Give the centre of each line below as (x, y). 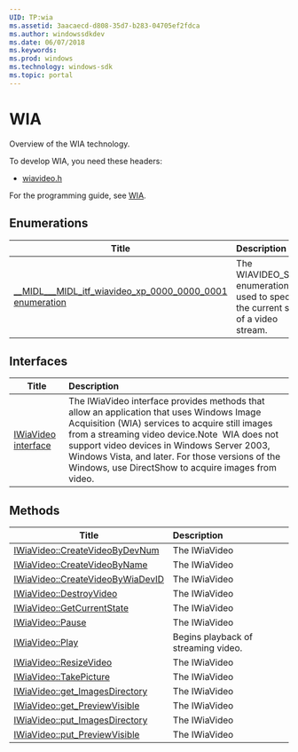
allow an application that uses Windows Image (165, 412)
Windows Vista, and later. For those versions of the (175, 456)
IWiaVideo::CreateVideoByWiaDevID (89, 580)
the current (259, 307)
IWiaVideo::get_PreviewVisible (77, 706)
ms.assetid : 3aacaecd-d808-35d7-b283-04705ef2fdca (105, 26)
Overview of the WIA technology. (70, 144)
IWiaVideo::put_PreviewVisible (77, 735)
